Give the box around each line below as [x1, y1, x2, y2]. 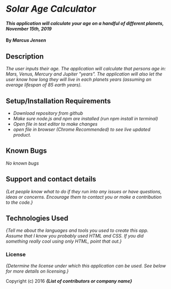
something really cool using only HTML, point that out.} [6, 238, 122, 245]
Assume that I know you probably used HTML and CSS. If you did [6, 233, 144, 239]
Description [6, 52, 44, 61]
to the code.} [6, 199, 33, 205]
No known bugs [6, 160, 39, 166]
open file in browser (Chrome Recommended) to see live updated [13, 126, 151, 133]
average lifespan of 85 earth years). [6, 82, 82, 88]
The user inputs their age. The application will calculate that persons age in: [6, 66, 166, 72]
